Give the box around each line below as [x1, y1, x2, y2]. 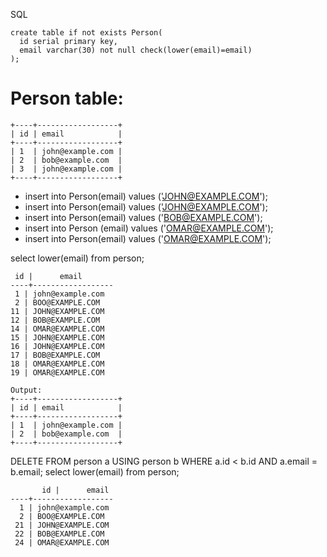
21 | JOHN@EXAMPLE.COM [14, 520, 110, 530]
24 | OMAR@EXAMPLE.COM [14, 537, 110, 548]
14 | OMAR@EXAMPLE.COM [10, 324, 105, 334]
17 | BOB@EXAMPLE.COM [10, 350, 101, 360]
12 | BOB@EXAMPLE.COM [10, 315, 101, 325]
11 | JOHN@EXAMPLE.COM [10, 306, 105, 316]
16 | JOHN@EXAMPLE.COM [10, 341, 105, 351]
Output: [10, 385, 43, 395]
